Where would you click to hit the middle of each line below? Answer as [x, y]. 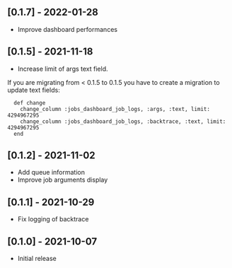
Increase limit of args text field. [63, 69]
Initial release [37, 259]
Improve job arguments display [63, 180]
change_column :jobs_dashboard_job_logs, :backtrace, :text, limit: [123, 121]
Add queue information [51, 173]
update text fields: [34, 90]
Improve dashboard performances [68, 29]
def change [30, 103]
